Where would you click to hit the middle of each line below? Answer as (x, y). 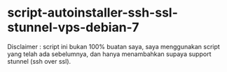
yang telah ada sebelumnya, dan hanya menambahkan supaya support (109, 54)
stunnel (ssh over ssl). (39, 61)
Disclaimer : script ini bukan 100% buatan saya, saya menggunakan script (114, 46)
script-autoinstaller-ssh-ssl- (93, 13)
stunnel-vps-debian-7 (73, 27)
